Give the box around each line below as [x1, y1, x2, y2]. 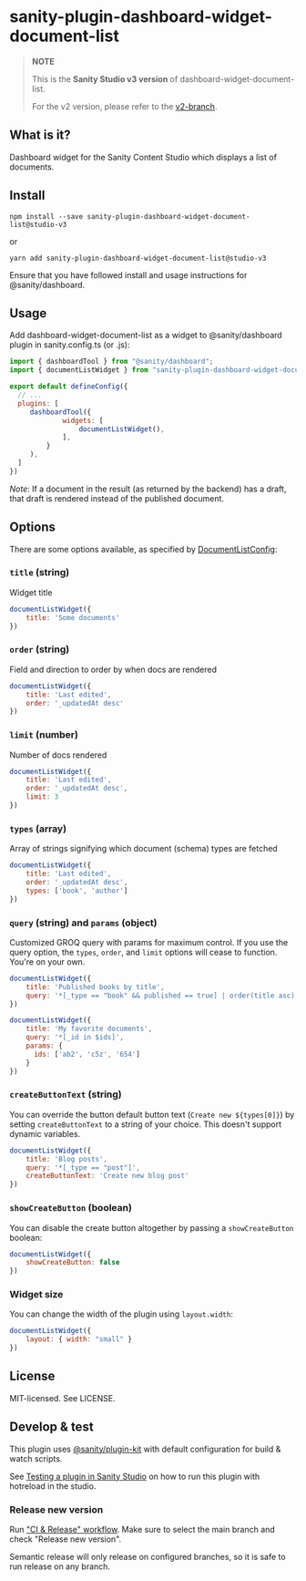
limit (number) [9, 728, 79, 741]
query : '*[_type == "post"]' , [25, 1162, 141, 1173]
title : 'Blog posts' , [25, 1154, 107, 1163]
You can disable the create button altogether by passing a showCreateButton [9, 1222, 294, 1233]
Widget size [9, 1288, 64, 1301]
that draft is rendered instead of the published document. [9, 492, 225, 503]
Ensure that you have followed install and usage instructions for [9, 269, 248, 280]
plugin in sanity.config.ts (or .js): [9, 339, 130, 350]
